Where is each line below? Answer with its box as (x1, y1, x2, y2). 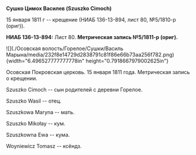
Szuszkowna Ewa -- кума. (6, 131, 70, 138)
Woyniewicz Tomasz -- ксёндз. (6, 143, 82, 149)
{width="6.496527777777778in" (6, 58, 85, 64)
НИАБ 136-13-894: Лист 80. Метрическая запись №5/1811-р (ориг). (6, 34, 178, 40)
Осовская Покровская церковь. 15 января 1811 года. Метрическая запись (6, 69, 190, 75)
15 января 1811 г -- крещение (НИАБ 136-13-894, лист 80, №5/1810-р (6, 16, 177, 23)
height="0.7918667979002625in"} (85, 58, 169, 64)
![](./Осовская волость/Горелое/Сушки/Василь (6, 45, 124, 52)
